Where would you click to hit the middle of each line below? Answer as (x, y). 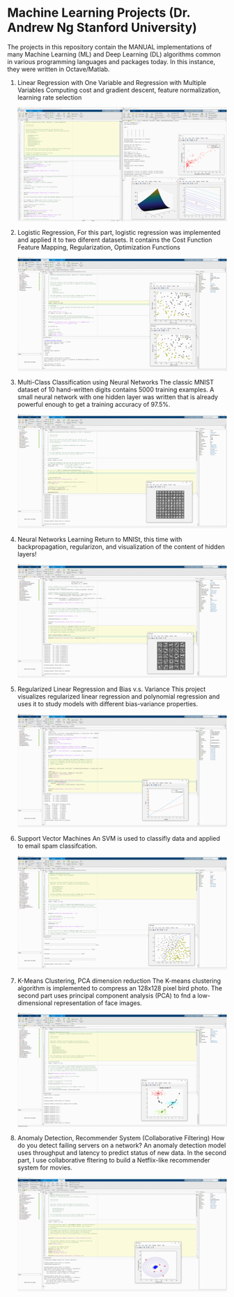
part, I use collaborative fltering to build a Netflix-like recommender (114, 1160)
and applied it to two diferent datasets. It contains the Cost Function (115, 240)
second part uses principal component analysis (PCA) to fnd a (107, 996)
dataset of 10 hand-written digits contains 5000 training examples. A (116, 389)
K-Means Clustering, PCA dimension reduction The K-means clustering (119, 981)
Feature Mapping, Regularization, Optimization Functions (99, 247)
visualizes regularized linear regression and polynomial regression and (118, 696)
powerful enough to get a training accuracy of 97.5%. (94, 404)
